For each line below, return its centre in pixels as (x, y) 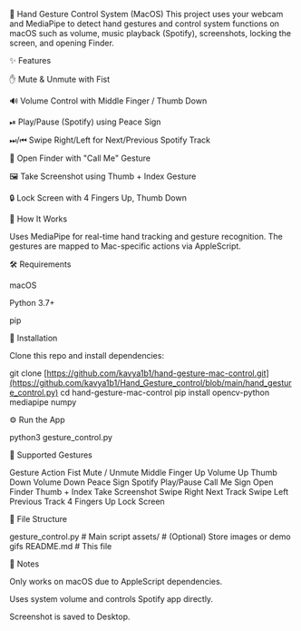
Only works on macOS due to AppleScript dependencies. (116, 582)
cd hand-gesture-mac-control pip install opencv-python (165, 392)
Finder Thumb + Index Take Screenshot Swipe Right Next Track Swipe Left (149, 492)
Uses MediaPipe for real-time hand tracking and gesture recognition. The (146, 237)
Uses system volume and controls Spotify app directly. (112, 599)
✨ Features (30, 60)
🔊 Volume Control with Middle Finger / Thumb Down (108, 101)
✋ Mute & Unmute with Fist (60, 79)
